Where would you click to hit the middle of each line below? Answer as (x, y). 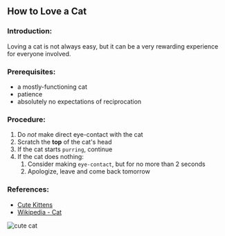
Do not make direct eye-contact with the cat (80, 135)
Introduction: (30, 31)
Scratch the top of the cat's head (64, 142)
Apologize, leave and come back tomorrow (89, 171)
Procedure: (27, 119)
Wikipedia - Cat (39, 212)
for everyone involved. (39, 53)
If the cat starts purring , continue (65, 149)
